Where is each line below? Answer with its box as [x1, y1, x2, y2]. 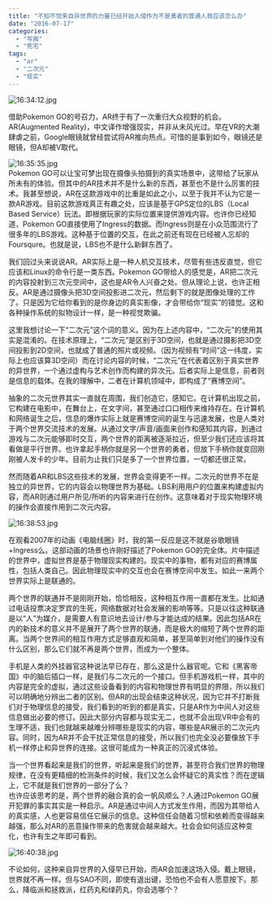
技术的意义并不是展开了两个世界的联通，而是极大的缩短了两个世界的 [29, 624, 258, 633]
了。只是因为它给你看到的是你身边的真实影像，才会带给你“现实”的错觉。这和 [8, 297, 264, 307]
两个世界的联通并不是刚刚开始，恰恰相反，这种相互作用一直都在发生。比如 [8, 593, 258, 602]
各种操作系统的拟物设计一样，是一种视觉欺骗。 [8, 307, 165, 317]
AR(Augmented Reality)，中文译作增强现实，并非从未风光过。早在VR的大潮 [8, 121, 260, 131]
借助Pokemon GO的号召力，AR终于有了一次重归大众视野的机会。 [8, 112, 226, 121]
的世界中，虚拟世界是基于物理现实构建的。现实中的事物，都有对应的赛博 [8, 555, 250, 565]
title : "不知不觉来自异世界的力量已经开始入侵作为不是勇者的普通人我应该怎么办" [8, 11, 247, 20]
